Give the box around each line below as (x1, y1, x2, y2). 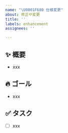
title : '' (5, 17, 26, 22)
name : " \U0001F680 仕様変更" (5, 7, 63, 13)
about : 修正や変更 (5, 12, 40, 17)
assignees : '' (5, 26, 35, 31)
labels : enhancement (5, 21, 49, 27)
